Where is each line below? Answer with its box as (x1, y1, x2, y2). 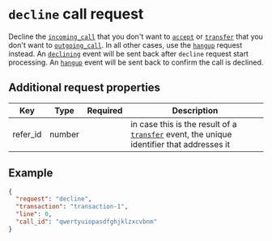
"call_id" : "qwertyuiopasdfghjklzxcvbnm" (15, 218, 158, 226)
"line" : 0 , (15, 210, 53, 218)
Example (8, 167, 53, 180)
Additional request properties (8, 81, 160, 95)
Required (87, 104, 123, 116)
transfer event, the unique (130, 129, 232, 140)
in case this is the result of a (130, 118, 237, 129)
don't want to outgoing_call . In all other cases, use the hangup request (8, 40, 243, 49)
